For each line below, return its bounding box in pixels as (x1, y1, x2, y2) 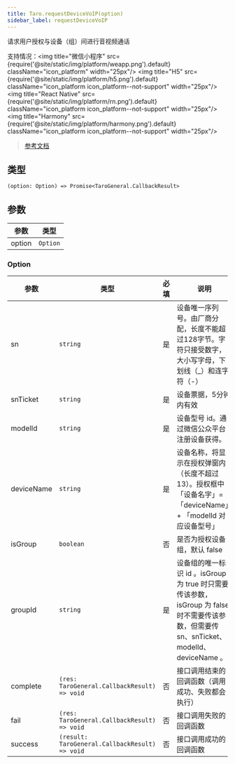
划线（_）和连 (176, 366, 222, 376)
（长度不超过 (176, 469, 219, 478)
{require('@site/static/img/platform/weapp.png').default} (7, 60, 171, 68)
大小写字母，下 (176, 356, 226, 366)
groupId (10, 605, 37, 615)
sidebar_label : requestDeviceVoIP (7, 17, 108, 24)
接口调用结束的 (176, 666, 226, 676)
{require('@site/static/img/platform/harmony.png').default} (7, 119, 177, 128)
